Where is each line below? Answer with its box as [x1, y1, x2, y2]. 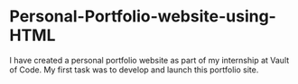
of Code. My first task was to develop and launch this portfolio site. [9, 64, 259, 75]
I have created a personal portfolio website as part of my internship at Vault [9, 55, 290, 65]
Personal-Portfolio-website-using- [9, 6, 277, 27]
